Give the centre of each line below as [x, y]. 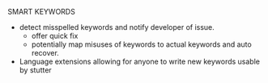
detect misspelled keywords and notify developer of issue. [117, 27]
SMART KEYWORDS [42, 12]
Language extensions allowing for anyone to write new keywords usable [140, 61]
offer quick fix [55, 36]
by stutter [35, 70]
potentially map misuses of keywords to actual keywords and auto [141, 44]
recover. [45, 53]
